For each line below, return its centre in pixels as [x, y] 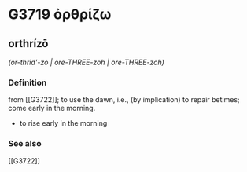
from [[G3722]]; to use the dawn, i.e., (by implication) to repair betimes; [124, 100]
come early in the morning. [52, 108]
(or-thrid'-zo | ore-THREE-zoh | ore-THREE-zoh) [87, 62]
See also [25, 144]
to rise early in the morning [63, 123]
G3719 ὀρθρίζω [60, 15]
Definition [28, 82]
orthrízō [28, 44]
